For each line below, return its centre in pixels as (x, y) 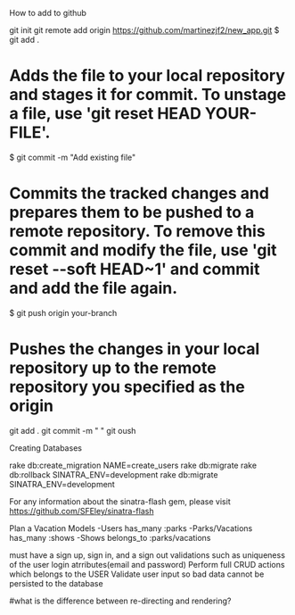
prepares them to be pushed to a (132, 212)
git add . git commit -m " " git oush (73, 430)
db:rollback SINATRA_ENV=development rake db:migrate (114, 474)
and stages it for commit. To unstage (148, 95)
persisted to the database (57, 583)
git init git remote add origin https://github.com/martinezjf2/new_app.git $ (144, 30)
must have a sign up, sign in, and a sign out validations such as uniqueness (147, 555)
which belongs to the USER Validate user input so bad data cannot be (137, 574)
